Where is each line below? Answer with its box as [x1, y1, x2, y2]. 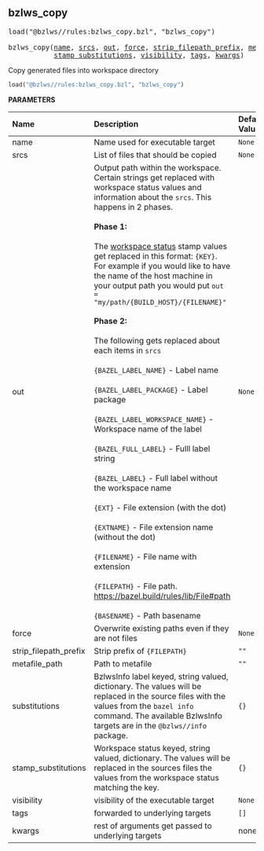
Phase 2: [93, 315, 127, 326]
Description [93, 118, 139, 129]
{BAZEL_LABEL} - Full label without [93, 472, 218, 483]
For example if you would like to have [93, 260, 231, 271]
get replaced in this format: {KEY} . [93, 251, 218, 262]
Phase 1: [93, 221, 127, 232]
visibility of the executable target [93, 794, 214, 805]
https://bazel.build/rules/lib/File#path [93, 590, 231, 601]
